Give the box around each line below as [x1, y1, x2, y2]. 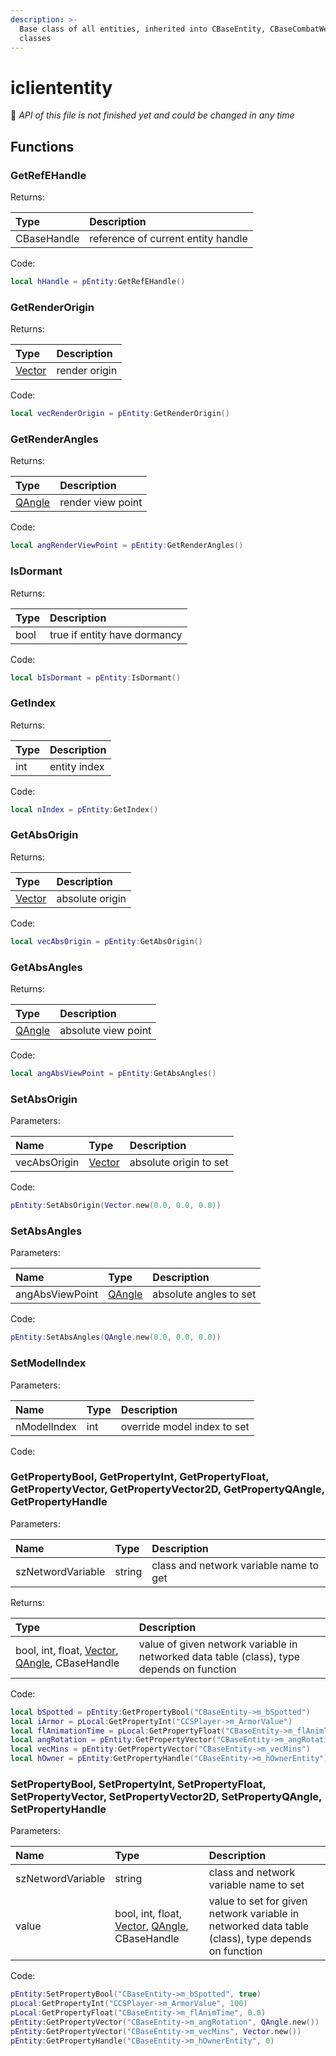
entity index [49, 759, 105, 773]
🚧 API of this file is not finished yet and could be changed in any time [10, 109, 295, 121]
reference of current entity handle [89, 232, 248, 245]
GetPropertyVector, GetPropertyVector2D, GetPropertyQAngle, [10, 1482, 325, 1496]
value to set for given [208, 1894, 308, 1908]
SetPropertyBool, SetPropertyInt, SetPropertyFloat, [10, 1777, 267, 1791]
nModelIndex [15, 1419, 77, 1433]
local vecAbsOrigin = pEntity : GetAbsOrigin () [10, 936, 203, 946]
